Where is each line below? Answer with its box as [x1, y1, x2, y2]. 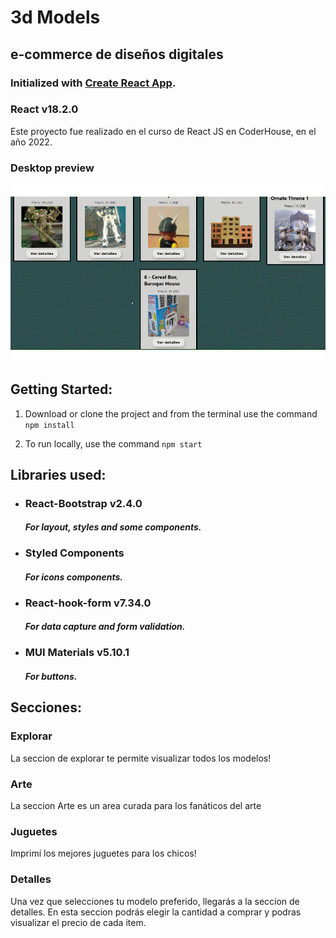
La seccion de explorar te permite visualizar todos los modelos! [10, 752, 272, 764]
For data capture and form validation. [24, 621, 186, 633]
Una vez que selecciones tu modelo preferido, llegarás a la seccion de [10, 895, 300, 907]
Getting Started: [10, 381, 113, 398]
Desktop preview [10, 161, 95, 175]
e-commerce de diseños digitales [10, 46, 224, 63]
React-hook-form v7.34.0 [24, 596, 152, 610]
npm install [24, 420, 75, 430]
